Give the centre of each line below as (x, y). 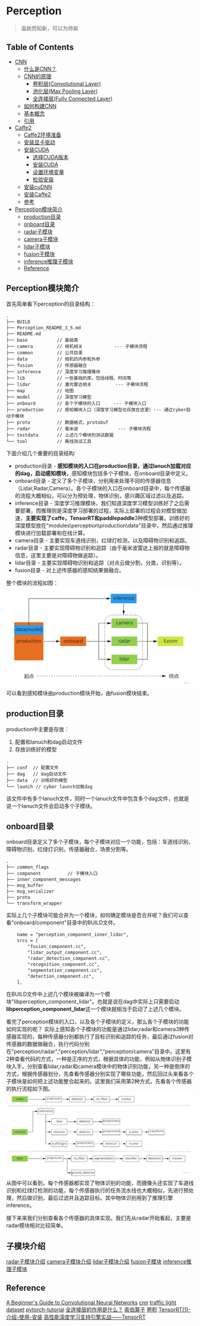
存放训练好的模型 (36, 749)
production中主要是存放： (38, 729)
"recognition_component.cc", (64, 965)
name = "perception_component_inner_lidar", (73, 935)
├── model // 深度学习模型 (49, 397)
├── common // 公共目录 (45, 353)
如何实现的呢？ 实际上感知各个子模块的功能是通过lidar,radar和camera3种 (95, 1029)
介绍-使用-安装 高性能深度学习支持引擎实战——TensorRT (76, 1317)
